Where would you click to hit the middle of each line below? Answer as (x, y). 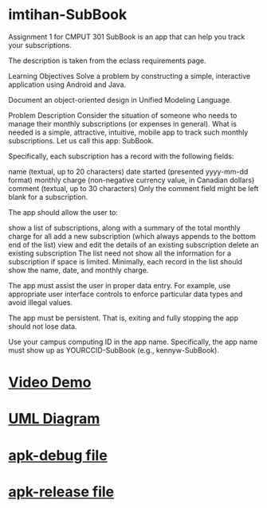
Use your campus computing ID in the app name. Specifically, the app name (133, 342)
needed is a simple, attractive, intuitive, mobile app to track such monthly (128, 132)
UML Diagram (54, 419)
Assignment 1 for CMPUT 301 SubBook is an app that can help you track (127, 37)
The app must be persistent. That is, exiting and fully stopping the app (124, 318)
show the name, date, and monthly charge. (79, 270)
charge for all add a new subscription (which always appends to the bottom (132, 236)
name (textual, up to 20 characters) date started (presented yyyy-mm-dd (128, 171)
